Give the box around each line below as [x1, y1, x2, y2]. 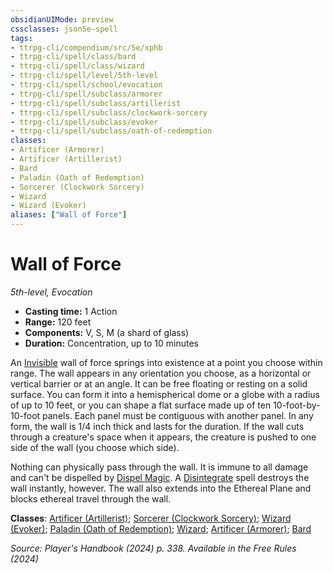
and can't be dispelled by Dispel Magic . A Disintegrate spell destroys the [10, 471, 310, 483]
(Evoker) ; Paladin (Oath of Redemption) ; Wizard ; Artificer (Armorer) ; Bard [10, 522, 312, 535]
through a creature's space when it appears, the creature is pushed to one [10, 431, 317, 443]
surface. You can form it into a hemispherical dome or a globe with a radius [10, 388, 320, 400]
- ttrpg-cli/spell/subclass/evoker [10, 117, 159, 127]
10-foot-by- [273, 399, 321, 411]
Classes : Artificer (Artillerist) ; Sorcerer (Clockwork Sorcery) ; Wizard [10, 512, 292, 524]
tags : [10, 33, 33, 43]
